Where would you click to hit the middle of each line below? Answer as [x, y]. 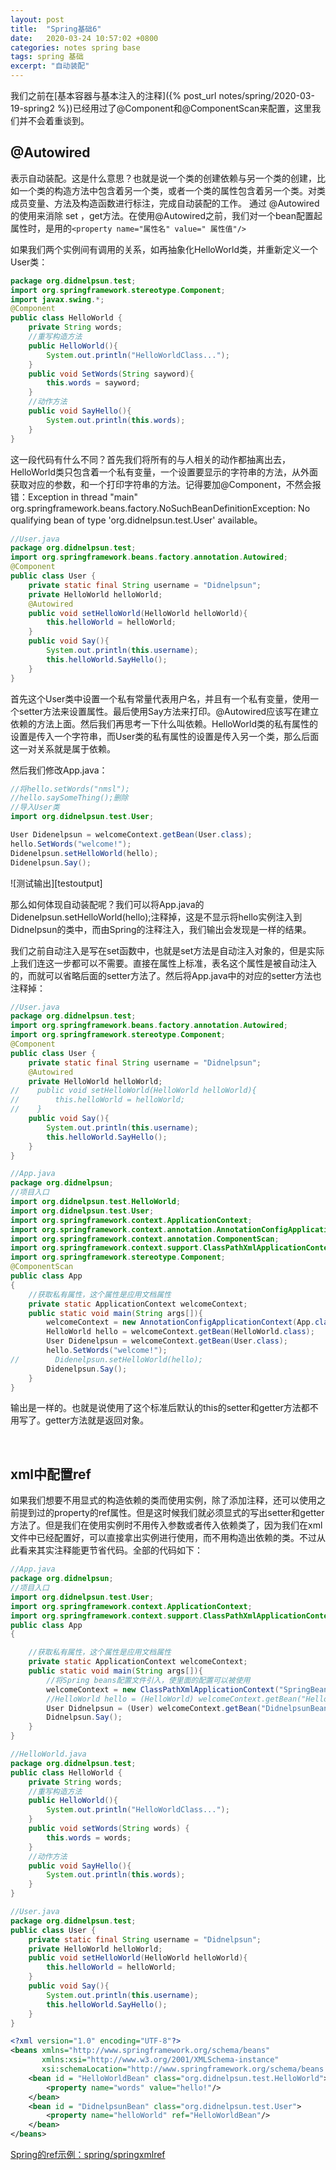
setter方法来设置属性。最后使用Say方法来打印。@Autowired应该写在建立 [169, 711]
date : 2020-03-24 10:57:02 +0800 [84, 38]
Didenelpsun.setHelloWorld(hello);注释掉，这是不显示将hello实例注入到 [156, 917]
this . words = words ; [89, 1837]
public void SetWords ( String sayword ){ [111, 374]
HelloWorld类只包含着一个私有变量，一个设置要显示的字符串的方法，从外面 [164, 472]
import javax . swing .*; [57, 299]
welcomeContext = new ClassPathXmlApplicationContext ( [163, 1689]
